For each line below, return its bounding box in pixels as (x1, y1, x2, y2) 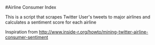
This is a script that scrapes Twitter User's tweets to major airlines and (5, 14, 150, 19)
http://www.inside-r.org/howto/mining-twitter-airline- (38, 29, 148, 34)
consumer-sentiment (5, 34, 48, 40)
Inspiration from (5, 29, 38, 34)
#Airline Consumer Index (5, 4, 56, 10)
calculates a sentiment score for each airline (5, 19, 96, 25)
